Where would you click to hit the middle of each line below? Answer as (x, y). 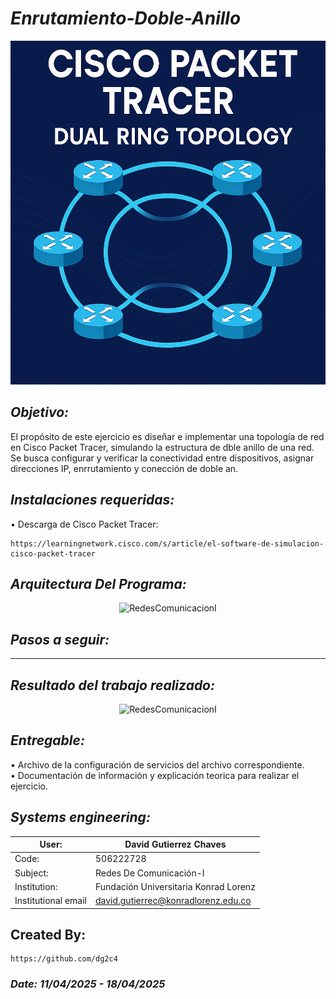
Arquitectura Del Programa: (98, 583)
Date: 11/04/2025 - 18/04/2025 (88, 984)
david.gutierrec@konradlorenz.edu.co (173, 901)
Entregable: (47, 740)
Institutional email (50, 901)
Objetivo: (40, 412)
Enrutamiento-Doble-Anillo (126, 18)
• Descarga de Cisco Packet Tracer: (84, 524)
